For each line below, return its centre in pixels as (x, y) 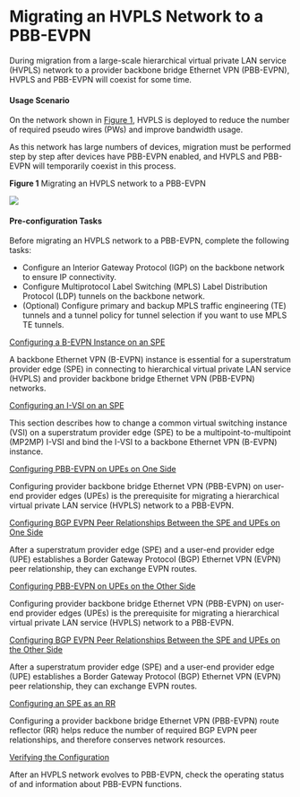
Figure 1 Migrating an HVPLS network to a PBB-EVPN (107, 184)
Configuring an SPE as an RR (63, 704)
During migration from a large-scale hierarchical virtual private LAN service (148, 60)
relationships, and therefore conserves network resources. (117, 740)
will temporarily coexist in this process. (104, 166)
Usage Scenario (39, 100)
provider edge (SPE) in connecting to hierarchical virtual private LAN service (150, 369)
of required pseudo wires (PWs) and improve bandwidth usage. (126, 130)
